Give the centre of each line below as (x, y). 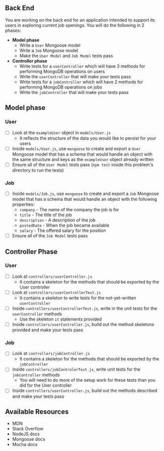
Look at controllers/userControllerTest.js (57, 292)
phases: (13, 30)
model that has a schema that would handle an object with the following (84, 199)
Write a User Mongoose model (50, 45)
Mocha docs (25, 445)
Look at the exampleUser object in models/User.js (61, 132)
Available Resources (37, 411)
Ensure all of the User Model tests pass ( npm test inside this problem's (82, 164)
